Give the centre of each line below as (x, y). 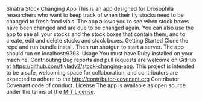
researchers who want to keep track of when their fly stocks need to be (95, 15)
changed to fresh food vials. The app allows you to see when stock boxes (98, 21)
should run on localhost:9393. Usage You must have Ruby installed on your (99, 53)
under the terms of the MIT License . (51, 92)
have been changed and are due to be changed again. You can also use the (100, 28)
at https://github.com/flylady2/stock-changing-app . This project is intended (100, 66)
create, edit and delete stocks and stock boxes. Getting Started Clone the (97, 41)
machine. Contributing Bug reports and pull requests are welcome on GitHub (101, 60)
